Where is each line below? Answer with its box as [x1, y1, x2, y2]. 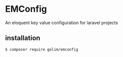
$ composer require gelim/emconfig [5, 47, 79, 52]
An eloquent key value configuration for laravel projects [5, 20, 118, 26]
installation [5, 34, 41, 42]
